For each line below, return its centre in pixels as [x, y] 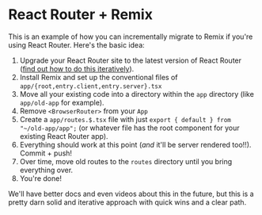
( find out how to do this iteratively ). [77, 68]
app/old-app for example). [62, 102]
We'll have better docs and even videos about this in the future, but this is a [131, 194]
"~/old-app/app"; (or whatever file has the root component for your [129, 128]
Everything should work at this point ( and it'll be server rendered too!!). [135, 144]
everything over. [46, 170]
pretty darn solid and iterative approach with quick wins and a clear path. [127, 202]
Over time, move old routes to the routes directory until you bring [126, 161]
